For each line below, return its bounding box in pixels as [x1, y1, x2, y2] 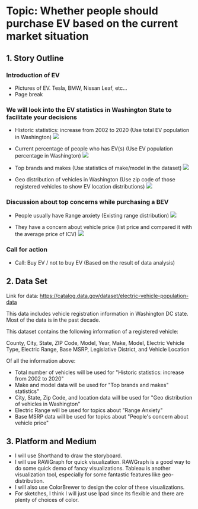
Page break [14, 90, 43, 98]
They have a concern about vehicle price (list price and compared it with [14, 224, 193, 231]
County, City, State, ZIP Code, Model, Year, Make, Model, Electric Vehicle [6, 339, 185, 346]
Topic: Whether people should [6, 4, 159, 18]
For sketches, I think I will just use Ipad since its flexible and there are [14, 490, 184, 497]
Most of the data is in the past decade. [6, 316, 101, 323]
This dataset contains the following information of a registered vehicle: [6, 328, 179, 335]
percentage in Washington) [14, 152, 81, 159]
